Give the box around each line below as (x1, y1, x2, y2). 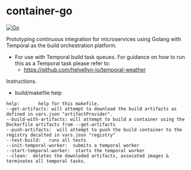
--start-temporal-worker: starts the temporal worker (6, 147, 145, 153)
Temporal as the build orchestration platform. (6, 42, 117, 49)
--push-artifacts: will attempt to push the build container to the (6, 126, 183, 132)
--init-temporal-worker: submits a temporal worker (6, 142, 140, 149)
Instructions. (6, 78, 37, 85)
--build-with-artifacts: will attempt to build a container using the (6, 116, 185, 122)
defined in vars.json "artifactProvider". (6, 111, 113, 117)
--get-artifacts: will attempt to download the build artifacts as (6, 106, 177, 112)
